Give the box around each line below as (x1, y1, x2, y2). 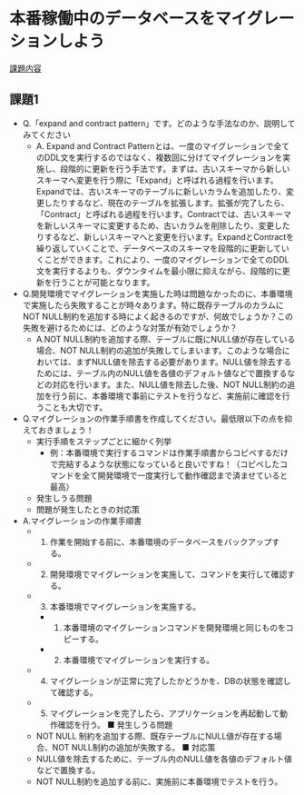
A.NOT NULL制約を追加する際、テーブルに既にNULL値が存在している (35, 333, 296, 344)
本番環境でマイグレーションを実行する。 (63, 654, 215, 665)
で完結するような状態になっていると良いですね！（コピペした (49, 458, 280, 469)
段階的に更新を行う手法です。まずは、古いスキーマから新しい (60, 163, 290, 174)
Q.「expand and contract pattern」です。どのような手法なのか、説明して (22, 117, 296, 128)
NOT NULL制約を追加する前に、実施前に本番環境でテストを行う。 (35, 776, 283, 787)
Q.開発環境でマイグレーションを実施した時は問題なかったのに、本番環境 (22, 288, 293, 299)
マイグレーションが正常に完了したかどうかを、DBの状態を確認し (49, 675, 292, 686)
